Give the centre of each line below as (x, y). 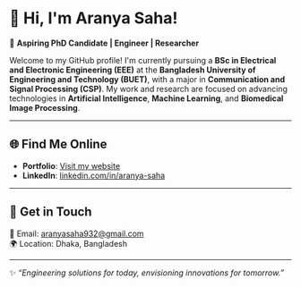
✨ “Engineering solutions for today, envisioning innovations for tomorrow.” (147, 273)
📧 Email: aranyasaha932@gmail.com (77, 233)
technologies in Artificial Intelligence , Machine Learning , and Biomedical (146, 98)
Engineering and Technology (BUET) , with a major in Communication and (147, 79)
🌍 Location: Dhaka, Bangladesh (69, 243)
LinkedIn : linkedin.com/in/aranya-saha (94, 175)
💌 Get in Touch (51, 212)
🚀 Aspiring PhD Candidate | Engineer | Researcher (104, 43)
